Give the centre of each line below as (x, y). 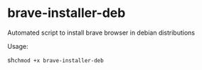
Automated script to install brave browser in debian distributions (101, 33)
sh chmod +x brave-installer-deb (56, 60)
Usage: (18, 46)
